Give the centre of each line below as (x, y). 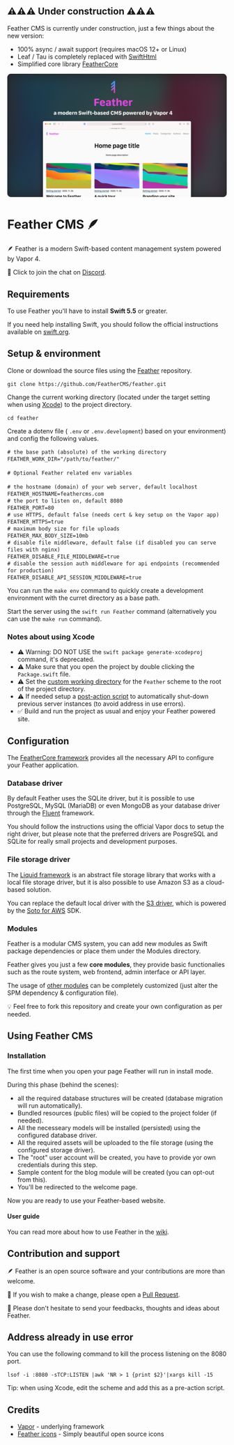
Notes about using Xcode (51, 637)
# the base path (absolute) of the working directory (87, 452)
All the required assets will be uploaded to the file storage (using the (115, 1143)
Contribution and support (64, 1254)
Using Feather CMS (50, 1036)
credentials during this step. (57, 1165)
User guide (23, 1216)
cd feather (23, 418)
